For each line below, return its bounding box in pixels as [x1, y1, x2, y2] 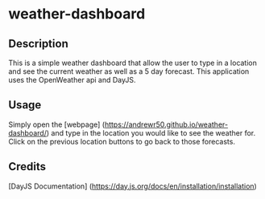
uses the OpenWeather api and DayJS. [8, 75, 136, 84]
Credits [8, 160, 47, 173]
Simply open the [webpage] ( [8, 120, 106, 129]
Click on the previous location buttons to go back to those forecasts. [8, 136, 236, 146]
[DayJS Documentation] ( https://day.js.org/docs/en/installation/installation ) [8, 181, 258, 191]
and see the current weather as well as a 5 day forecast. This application [8, 67, 250, 76]
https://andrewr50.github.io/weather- [104, 120, 228, 129]
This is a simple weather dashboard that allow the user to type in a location [8, 58, 258, 67]
